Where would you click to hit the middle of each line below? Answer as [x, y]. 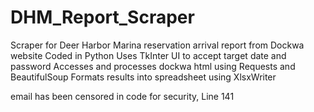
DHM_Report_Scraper [102, 17]
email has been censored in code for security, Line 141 [122, 96]
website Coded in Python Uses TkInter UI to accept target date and [148, 55]
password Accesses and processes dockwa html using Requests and [153, 66]
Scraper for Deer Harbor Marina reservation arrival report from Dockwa [157, 45]
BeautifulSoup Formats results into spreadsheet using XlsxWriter [143, 77]
